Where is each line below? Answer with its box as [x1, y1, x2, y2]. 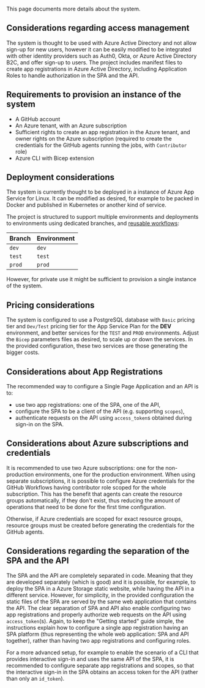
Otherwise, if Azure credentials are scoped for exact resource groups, [6, 515, 183, 523]
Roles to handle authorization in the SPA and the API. [6, 72, 140, 79]
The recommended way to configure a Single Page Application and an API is [6, 383, 199, 390]
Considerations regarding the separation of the [6, 546, 190, 556]
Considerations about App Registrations [6, 366, 163, 377]
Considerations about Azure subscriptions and [6, 438, 188, 449]
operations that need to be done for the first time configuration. [6, 503, 166, 510]
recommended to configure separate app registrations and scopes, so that [6, 662, 195, 669]
